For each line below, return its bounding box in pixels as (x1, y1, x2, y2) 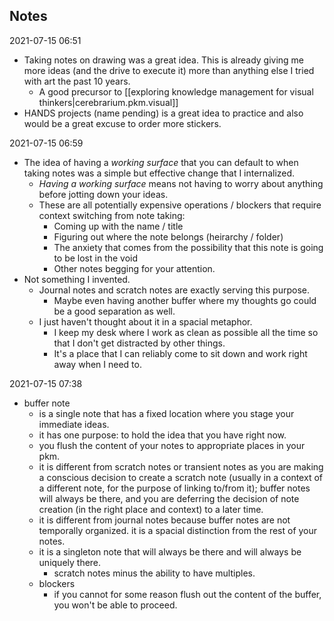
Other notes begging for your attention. (53, 262, 216, 274)
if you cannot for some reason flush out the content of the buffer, (53, 588, 322, 600)
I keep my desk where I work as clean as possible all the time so (53, 326, 319, 338)
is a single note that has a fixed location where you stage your (38, 407, 295, 419)
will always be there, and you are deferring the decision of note (38, 492, 300, 504)
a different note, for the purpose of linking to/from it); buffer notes (38, 482, 311, 494)
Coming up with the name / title (53, 220, 184, 232)
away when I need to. (53, 358, 142, 370)
